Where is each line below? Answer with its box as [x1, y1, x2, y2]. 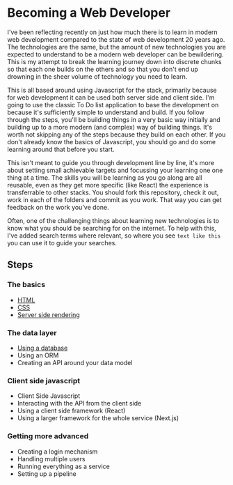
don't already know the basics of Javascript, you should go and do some [7, 137, 216, 146]
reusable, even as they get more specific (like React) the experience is [7, 180, 209, 189]
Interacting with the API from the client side [17, 399, 142, 408]
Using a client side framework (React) [17, 406, 126, 415]
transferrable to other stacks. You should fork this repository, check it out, [7, 188, 219, 197]
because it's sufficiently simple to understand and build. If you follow [7, 108, 205, 116]
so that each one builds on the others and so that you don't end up [7, 65, 198, 73]
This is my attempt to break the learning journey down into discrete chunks [7, 57, 222, 66]
